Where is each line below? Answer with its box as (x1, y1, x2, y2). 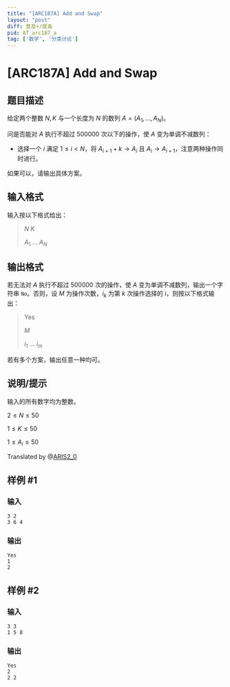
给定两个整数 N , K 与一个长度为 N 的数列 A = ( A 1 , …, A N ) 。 (7, 114, 170, 124)
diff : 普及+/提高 (7, 23, 53, 30)
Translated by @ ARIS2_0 (7, 453, 77, 461)
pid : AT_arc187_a (7, 29, 57, 37)
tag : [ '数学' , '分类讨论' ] (7, 36, 79, 43)
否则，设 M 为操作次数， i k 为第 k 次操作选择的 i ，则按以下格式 (33, 289, 209, 299)
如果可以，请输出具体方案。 (7, 169, 86, 177)
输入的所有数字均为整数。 (7, 397, 80, 405)
